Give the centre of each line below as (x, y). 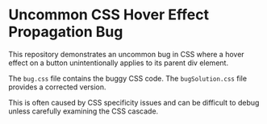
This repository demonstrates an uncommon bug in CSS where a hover (126, 54)
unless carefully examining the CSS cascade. (83, 111)
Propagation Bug (66, 32)
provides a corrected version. (57, 87)
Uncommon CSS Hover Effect (109, 15)
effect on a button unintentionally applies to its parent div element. (118, 63)
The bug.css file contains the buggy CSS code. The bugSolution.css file (128, 78)
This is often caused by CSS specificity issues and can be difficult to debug (134, 102)
